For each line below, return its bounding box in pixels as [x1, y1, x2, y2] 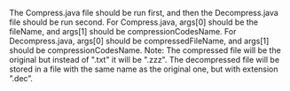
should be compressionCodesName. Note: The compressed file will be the [9, 45, 281, 56]
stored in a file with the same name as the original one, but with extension [9, 64, 278, 74]
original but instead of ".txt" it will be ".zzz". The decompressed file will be [9, 55, 280, 64]
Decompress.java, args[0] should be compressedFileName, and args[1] [9, 35, 270, 46]
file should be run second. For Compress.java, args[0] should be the [9, 17, 259, 27]
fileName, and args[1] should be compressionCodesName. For [9, 27, 237, 36]
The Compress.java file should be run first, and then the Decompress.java [9, 8, 279, 18]
